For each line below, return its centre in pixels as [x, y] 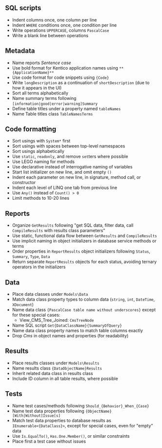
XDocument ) [23, 305]
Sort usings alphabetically [38, 151]
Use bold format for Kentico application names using [65, 68]
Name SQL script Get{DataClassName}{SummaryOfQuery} [67, 326]
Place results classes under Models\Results [56, 363]
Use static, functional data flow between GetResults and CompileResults [84, 236]
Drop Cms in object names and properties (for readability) [70, 336]
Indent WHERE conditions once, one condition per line [64, 25]
